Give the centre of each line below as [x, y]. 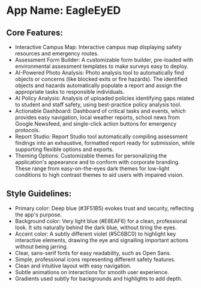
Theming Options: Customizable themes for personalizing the [91, 156]
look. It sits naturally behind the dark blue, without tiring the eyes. [96, 227]
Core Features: [34, 33]
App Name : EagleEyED [64, 11]
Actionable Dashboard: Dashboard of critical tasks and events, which [100, 111]
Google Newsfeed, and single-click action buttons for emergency [96, 124]
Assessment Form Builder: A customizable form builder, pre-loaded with [104, 60]
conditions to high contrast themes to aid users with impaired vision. [99, 175]
